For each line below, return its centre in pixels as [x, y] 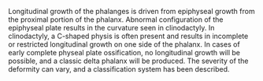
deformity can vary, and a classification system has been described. [119, 69]
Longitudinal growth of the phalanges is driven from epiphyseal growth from [131, 11]
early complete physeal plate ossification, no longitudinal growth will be [124, 53]
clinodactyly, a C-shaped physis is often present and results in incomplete [128, 36]
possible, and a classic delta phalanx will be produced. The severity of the [128, 61]
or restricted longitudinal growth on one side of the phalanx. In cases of [124, 44]
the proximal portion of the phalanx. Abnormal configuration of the [116, 19]
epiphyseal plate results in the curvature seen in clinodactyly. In [111, 28]
